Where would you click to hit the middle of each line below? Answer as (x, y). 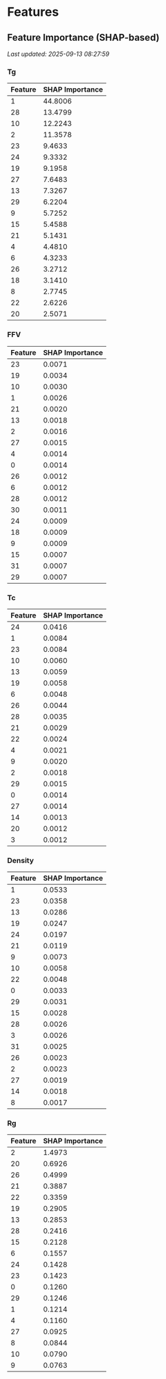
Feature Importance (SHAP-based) (83, 38)
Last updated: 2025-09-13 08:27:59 (58, 54)
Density (21, 860)
